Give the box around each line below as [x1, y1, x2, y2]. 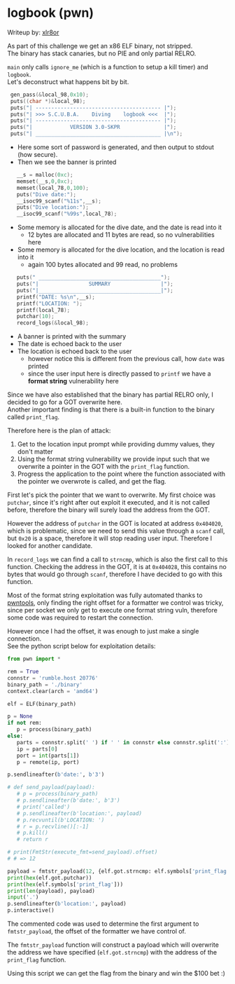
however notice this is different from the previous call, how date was [27, 355, 225, 363]
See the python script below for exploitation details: [7, 642, 156, 650]
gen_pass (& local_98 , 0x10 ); [10, 91, 90, 98]
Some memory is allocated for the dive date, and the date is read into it [17, 223, 222, 232]
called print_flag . [7, 413, 60, 421]
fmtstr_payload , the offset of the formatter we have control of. [7, 927, 187, 936]
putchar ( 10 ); [16, 313, 55, 320]
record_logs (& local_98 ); [16, 320, 90, 327]
